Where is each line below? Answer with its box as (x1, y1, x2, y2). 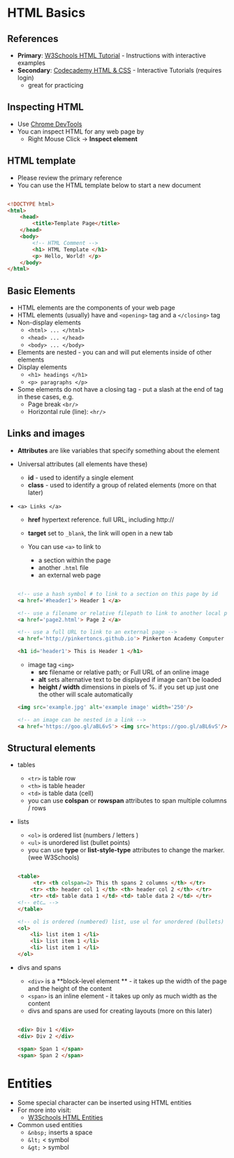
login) (17, 73, 34, 82)
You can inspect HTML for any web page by (17, 127, 145, 136)
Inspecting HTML (7, 101, 84, 113)
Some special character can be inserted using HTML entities (17, 1099, 192, 1107)
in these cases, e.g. (17, 393, 74, 401)
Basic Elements (7, 285, 75, 296)
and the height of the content (27, 984, 112, 992)
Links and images (7, 428, 85, 440)
